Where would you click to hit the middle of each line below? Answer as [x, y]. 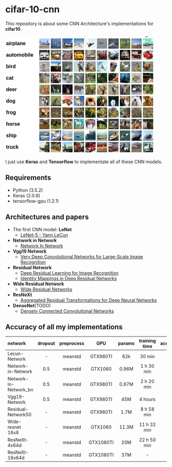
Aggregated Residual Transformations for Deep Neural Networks [89, 300]
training [147, 341]
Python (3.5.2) [28, 190]
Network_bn [20, 389]
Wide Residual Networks [46, 289]
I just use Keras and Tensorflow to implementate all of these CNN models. [84, 162]
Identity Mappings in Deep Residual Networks [69, 278]
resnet [14, 427]
